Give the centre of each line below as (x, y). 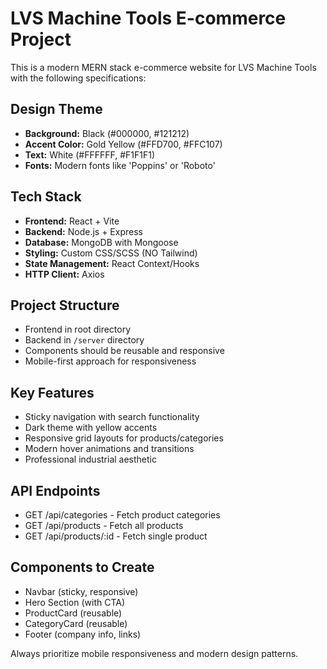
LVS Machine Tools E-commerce (148, 18)
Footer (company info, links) (83, 634)
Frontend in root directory (78, 329)
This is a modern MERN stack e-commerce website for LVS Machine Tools (163, 67)
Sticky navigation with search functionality (112, 417)
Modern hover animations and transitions (109, 449)
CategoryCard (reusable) (76, 623)
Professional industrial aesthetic (91, 459)
